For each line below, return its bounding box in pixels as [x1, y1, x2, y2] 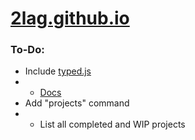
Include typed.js [24, 65, 92, 77]
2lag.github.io [10, 7, 130, 30]
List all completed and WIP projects [39, 118, 186, 131]
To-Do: [10, 43, 45, 57]
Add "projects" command [24, 97, 130, 109]
